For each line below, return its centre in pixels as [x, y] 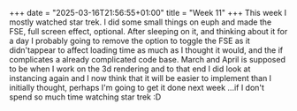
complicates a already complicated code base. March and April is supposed [147, 59]
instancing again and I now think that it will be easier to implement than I [141, 78]
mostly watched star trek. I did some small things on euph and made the [141, 22]
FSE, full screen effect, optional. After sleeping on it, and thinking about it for [148, 31]
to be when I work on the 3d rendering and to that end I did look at [130, 69]
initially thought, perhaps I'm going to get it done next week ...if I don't [137, 88]
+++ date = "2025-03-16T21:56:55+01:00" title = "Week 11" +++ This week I [148, 13]
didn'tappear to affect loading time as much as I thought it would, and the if [146, 50]
